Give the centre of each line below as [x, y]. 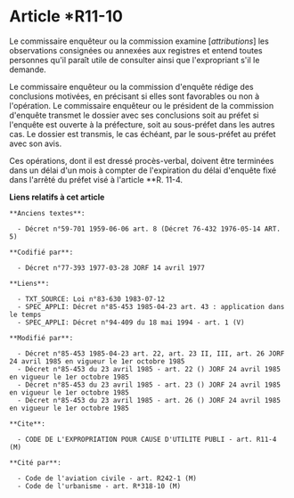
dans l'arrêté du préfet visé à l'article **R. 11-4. [96, 179]
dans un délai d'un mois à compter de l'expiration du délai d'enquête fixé [143, 170]
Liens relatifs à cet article [57, 197]
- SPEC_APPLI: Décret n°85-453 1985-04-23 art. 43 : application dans [151, 306]
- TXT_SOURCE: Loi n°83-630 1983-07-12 [91, 299]
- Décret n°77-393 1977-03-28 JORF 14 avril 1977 [111, 268]
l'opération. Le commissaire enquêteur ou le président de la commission [142, 105]
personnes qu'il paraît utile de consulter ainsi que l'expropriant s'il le [135, 60]
